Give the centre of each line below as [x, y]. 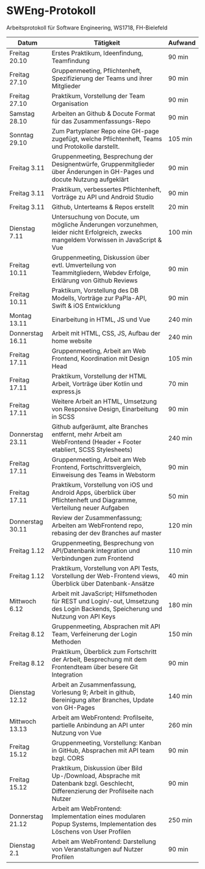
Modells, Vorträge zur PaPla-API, [99, 298]
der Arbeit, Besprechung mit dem [99, 659]
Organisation [70, 103]
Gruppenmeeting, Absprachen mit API [106, 626]
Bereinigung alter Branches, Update [103, 700]
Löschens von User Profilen [91, 832]
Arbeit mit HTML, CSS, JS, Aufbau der [106, 333]
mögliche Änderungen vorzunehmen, [105, 224]
